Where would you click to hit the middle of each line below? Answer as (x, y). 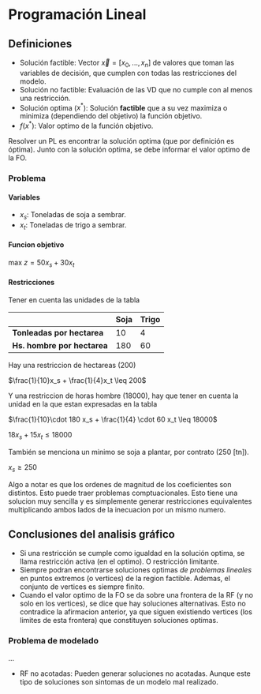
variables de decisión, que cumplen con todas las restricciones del (128, 73)
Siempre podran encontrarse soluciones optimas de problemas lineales (136, 570)
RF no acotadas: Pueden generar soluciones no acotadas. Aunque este (135, 673)
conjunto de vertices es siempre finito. (82, 587)
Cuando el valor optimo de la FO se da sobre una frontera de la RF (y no (136, 595)
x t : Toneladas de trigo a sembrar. (73, 226)
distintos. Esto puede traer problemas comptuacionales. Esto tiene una (123, 493)
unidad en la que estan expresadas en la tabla (83, 404)
